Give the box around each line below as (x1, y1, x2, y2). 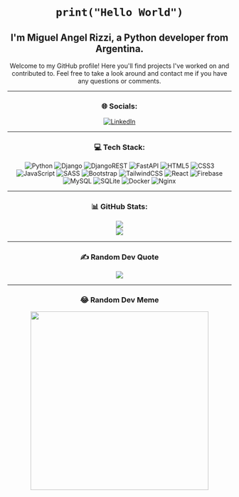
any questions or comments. (78, 77, 161, 85)
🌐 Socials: (101, 101, 138, 111)
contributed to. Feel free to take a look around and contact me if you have (11, 69, 228, 77)
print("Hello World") (55, 6, 184, 19)
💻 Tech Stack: (93, 142, 146, 152)
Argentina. (95, 42, 144, 55)
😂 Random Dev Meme (80, 295, 159, 305)
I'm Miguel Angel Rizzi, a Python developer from (10, 31, 229, 44)
